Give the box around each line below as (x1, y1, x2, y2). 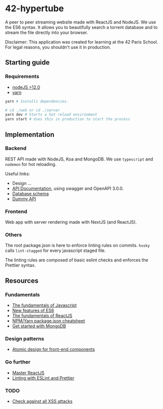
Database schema (12, 190, 49, 196)
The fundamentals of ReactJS (12, 313, 72, 318)
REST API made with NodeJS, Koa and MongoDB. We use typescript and (5, 156, 153, 162)
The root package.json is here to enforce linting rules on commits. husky (5, 243, 150, 249)
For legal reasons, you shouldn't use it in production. (5, 44, 111, 50)
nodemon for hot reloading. (5, 161, 57, 167)
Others (5, 231, 22, 238)
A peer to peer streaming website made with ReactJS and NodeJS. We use (5, 19, 156, 25)
